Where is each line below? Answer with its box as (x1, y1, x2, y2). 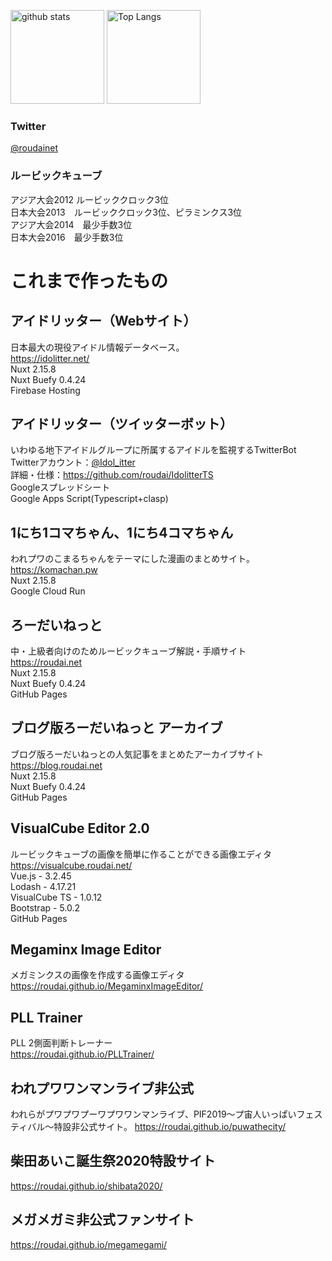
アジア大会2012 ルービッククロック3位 (10, 193, 170, 205)
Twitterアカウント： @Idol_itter (10, 456, 136, 469)
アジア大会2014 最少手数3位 (10, 218, 133, 230)
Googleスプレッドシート (10, 481, 111, 494)
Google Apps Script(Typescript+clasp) (10, 493, 169, 505)
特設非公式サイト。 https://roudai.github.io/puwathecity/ (53, 1121, 287, 1133)
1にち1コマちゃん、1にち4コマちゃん (10, 524, 234, 541)
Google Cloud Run (10, 585, 86, 597)
